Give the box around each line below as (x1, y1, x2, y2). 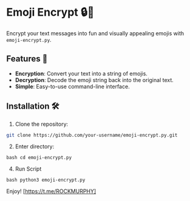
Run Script (15, 165, 42, 172)
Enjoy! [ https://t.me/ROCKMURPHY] (6, 188, 97, 195)
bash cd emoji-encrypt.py (6, 155, 72, 161)
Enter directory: (15, 143, 55, 150)
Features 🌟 (6, 53, 48, 64)
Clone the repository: (15, 120, 69, 128)
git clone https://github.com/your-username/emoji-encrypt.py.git (6, 132, 178, 138)
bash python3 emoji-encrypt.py (6, 177, 86, 183)
